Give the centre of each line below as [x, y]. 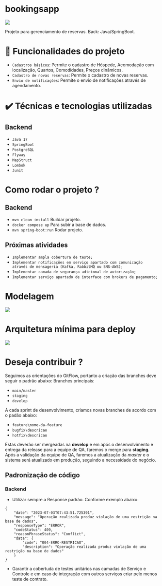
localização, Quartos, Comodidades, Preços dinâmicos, [67, 70]
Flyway [19, 155]
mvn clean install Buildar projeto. [46, 219]
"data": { [24, 539]
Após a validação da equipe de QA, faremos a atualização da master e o [77, 454]
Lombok [19, 165]
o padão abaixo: [21, 415]
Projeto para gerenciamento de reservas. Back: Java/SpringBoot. [70, 31]
